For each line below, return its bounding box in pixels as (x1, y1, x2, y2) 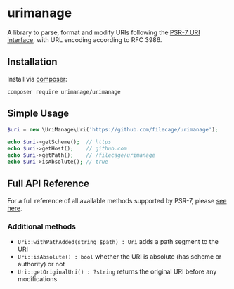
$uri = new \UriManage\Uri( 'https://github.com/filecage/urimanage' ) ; (7, 126, 219, 133)
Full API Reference (7, 178, 90, 190)
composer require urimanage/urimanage (7, 88, 121, 96)
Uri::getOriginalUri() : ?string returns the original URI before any (17, 267, 217, 276)
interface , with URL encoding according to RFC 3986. (7, 35, 162, 44)
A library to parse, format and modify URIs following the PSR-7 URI (7, 28, 200, 37)
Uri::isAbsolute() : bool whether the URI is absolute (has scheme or (17, 252, 222, 261)
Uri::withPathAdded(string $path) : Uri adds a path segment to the (17, 238, 219, 246)
